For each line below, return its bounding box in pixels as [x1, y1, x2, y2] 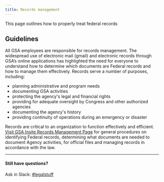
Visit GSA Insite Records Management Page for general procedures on [5, 129, 147, 135]
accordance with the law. [5, 145, 56, 151]
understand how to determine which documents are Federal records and [5, 63, 151, 69]
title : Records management [5, 7, 60, 12]
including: [5, 74, 25, 80]
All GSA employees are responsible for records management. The [5, 47, 137, 54]
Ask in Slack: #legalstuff [5, 171, 54, 177]
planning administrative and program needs [12, 83, 100, 89]
